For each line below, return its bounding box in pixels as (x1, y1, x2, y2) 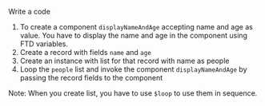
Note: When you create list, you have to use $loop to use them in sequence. (8, 88, 258, 98)
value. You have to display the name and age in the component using (19, 31, 248, 40)
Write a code (8, 7, 50, 16)
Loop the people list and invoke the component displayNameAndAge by (19, 65, 247, 74)
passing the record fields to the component (19, 73, 163, 82)
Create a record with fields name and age (19, 48, 152, 57)
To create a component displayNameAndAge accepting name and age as (19, 22, 254, 31)
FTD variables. (19, 39, 69, 49)
